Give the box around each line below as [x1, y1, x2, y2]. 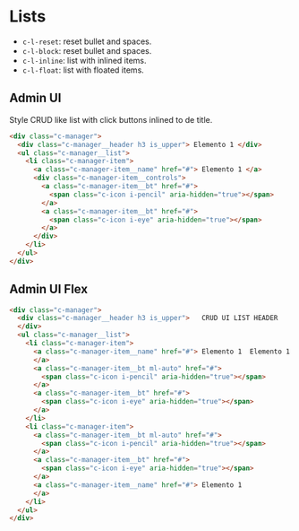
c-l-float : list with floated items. [21, 65, 145, 75]
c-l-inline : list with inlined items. [21, 55, 147, 65]
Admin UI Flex [9, 282, 88, 297]
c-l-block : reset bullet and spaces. [21, 45, 152, 56]
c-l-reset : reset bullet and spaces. [21, 36, 152, 47]
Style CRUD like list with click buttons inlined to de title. [9, 114, 213, 125]
